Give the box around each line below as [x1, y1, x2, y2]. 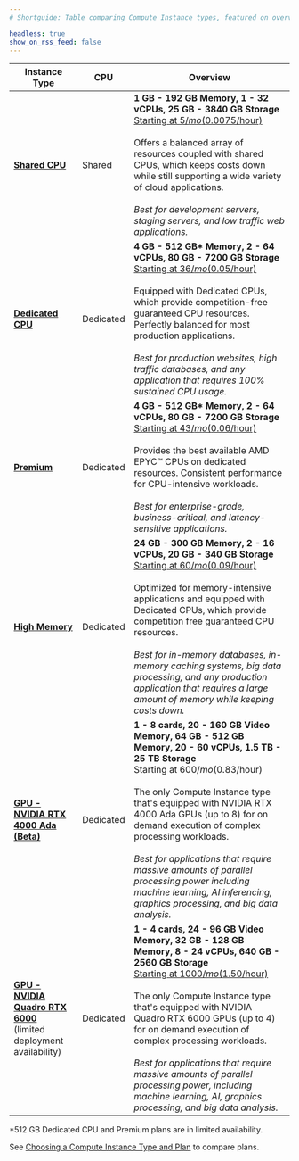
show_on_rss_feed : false [9, 37, 101, 46]
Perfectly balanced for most [133, 319, 251, 331]
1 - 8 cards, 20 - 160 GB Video [133, 719, 271, 732]
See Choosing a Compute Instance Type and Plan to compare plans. [9, 1141, 260, 1152]
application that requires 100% [133, 374, 265, 386]
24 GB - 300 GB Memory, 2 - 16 [133, 537, 275, 550]
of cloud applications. [133, 181, 224, 194]
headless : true [9, 29, 66, 38]
